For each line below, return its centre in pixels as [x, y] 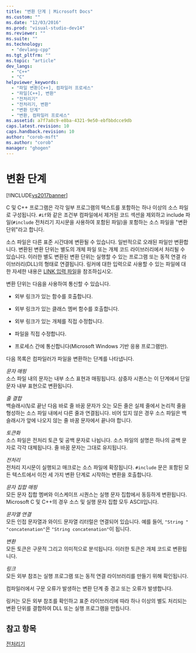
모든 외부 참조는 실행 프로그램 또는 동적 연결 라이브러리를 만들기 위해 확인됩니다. [97, 576]
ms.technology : [25, 45]
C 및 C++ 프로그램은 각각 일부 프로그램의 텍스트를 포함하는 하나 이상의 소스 [92, 208]
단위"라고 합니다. [25, 230]
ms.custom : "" [23, 17]
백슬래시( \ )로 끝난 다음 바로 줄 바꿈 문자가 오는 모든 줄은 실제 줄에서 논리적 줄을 [96, 406]
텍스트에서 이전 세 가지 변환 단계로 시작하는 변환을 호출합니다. [82, 475]
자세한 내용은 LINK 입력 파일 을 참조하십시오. [62, 271]
